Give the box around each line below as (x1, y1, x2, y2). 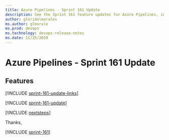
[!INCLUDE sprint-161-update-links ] (5, 90, 79, 96)
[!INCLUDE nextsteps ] (5, 109, 51, 115)
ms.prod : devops (5, 26, 39, 31)
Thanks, (5, 119, 22, 125)
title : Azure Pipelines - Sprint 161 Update (5, 7, 100, 13)
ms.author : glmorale (5, 21, 49, 27)
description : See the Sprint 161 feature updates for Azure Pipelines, (5, 12, 158, 17)
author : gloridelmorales (5, 17, 57, 22)
